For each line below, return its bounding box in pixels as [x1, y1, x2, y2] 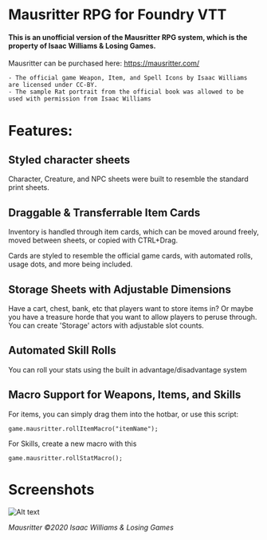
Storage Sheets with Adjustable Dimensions [8, 282, 231, 296]
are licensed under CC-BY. [8, 81, 98, 89]
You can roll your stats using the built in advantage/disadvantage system [8, 365, 247, 374]
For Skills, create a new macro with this [8, 439, 137, 448]
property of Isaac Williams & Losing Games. [8, 41, 156, 50]
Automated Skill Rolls [8, 344, 117, 357]
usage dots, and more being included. [8, 259, 133, 269]
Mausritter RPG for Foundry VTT [8, 6, 227, 24]
